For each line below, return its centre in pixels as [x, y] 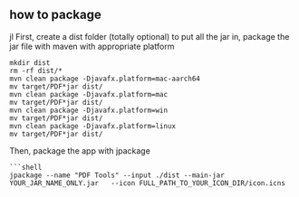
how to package [55, 15]
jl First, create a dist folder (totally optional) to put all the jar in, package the [149, 36]
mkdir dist [30, 62]
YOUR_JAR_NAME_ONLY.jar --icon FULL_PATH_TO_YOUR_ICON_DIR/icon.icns [147, 183]
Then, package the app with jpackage [80, 150]
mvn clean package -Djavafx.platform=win [89, 110]
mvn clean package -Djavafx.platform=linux [93, 126]
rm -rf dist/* [36, 70]
